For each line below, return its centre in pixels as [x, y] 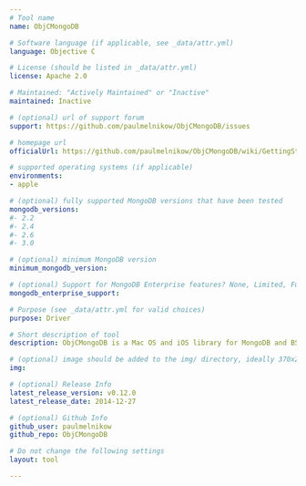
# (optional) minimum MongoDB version [83, 260]
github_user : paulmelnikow [61, 426]
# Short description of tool [65, 335]
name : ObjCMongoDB [44, 26]
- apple [24, 185]
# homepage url [38, 142]
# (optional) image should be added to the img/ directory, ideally [142, 360]
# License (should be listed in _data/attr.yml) [103, 68]
